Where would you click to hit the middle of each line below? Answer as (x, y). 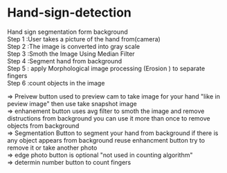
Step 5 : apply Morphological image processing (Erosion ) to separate (106, 68)
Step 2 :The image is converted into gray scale (74, 46)
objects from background (43, 125)
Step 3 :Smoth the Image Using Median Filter (71, 54)
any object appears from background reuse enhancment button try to (106, 140)
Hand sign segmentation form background (67, 32)
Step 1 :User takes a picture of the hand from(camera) (84, 39)
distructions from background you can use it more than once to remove (109, 118)
